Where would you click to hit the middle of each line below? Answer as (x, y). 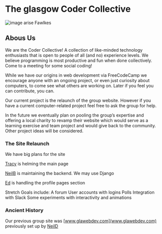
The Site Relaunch (27, 144)
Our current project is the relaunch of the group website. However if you (78, 100)
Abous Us (20, 38)
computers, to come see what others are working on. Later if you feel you (79, 86)
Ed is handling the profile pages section (45, 183)
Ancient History (24, 210)
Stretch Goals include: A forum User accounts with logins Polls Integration (80, 192)
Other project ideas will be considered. (44, 131)
